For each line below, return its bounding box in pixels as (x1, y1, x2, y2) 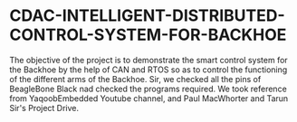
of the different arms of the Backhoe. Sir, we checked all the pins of (9, 73, 262, 84)
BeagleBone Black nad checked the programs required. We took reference (9, 83, 287, 94)
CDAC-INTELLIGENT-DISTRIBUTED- (9, 5, 285, 26)
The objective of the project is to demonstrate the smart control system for (9, 54, 288, 65)
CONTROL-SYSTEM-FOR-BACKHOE (9, 24, 287, 45)
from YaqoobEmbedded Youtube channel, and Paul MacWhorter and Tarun (9, 92, 289, 104)
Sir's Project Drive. (9, 102, 80, 113)
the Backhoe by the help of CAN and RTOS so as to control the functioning (9, 64, 288, 75)
